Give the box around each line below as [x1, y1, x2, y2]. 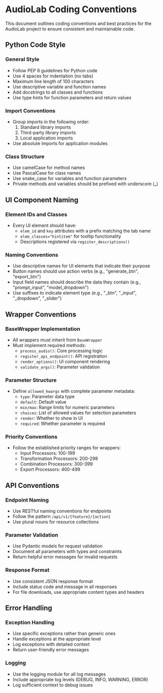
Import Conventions [5, 107, 56, 114]
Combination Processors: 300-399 [20, 461, 93, 467]
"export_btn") [12, 274, 42, 280]
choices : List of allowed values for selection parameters [20, 410, 137, 416]
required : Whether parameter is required [20, 421, 105, 427]
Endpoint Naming [5, 496, 49, 503]
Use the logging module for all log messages [12, 671, 106, 677]
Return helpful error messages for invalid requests [12, 554, 118, 560]
